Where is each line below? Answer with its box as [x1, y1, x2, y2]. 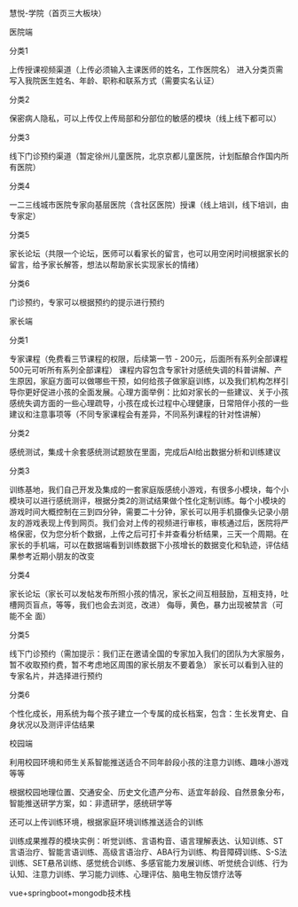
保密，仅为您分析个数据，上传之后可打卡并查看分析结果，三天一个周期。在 [16, 528, 289, 539]
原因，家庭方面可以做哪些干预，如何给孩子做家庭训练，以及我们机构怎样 [16, 376, 281, 386]
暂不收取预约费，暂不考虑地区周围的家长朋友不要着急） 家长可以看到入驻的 [9, 660, 284, 669]
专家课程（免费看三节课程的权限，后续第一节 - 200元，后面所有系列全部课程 [9, 354, 288, 364]
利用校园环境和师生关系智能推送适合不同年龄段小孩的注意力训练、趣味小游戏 [9, 757, 289, 767]
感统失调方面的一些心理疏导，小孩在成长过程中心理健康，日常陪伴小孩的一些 [9, 398, 289, 408]
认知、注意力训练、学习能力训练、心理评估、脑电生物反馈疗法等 [9, 869, 242, 880]
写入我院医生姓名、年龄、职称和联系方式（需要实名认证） [9, 75, 219, 86]
